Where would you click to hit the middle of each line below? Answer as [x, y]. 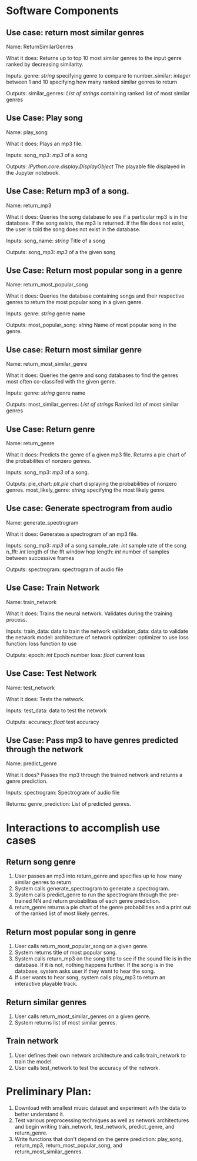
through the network [45, 749]
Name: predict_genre [31, 763]
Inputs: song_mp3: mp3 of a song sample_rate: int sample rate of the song [96, 545]
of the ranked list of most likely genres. [62, 913]
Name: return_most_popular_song [47, 285]
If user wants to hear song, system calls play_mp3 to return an [90, 977]
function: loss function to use [41, 643]
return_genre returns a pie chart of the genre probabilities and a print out [103, 908]
